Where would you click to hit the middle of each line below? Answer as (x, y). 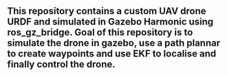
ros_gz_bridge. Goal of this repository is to (100, 32)
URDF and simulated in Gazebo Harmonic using (110, 22)
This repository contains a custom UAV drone (107, 11)
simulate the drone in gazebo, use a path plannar (114, 43)
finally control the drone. (61, 64)
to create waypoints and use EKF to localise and (112, 54)
